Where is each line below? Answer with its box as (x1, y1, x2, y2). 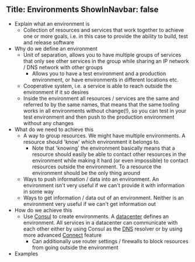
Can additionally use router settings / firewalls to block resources (32, 237, 189, 244)
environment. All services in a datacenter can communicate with (23, 219, 178, 226)
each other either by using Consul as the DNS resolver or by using (23, 225, 183, 232)
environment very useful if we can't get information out (23, 200, 156, 207)
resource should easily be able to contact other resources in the (32, 150, 186, 157)
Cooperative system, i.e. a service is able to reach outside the (23, 82, 172, 89)
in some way (23, 188, 54, 195)
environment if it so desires (23, 88, 89, 95)
